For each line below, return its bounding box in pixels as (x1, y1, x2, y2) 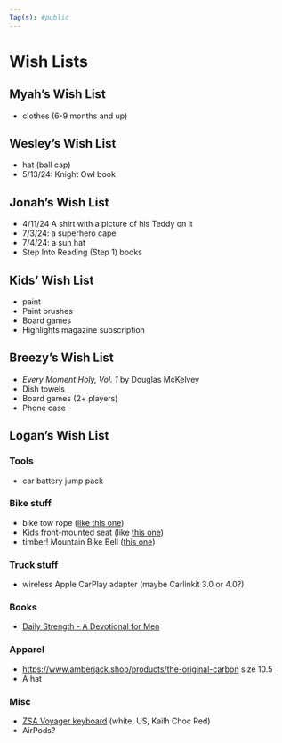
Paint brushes (21, 306, 74, 317)
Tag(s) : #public (9, 12, 69, 22)
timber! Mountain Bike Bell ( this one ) (21, 536, 156, 547)
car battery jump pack (21, 475, 104, 486)
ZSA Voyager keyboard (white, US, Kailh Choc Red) (21, 715, 211, 726)
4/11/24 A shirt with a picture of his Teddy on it (21, 219, 193, 230)
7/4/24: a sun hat (21, 238, 86, 248)
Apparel (9, 643, 44, 656)
